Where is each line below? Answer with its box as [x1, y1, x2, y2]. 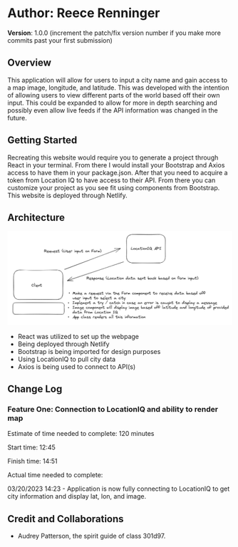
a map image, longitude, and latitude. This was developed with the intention [7, 83, 229, 92]
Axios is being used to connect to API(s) [17, 362, 136, 371]
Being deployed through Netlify [17, 340, 110, 348]
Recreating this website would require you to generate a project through [7, 153, 219, 162]
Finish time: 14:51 [7, 457, 58, 466]
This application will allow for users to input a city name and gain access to [7, 75, 228, 84]
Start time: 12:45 [7, 443, 56, 452]
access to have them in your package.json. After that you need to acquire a [7, 168, 228, 177]
